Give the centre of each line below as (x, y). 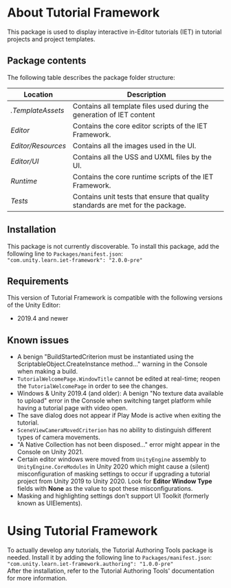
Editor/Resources (38, 145)
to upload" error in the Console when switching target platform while (114, 401)
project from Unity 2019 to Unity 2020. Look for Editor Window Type (114, 481)
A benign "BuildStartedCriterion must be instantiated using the (105, 357)
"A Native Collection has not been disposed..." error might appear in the (118, 445)
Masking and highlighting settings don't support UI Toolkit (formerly (113, 496)
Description (146, 94)
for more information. (37, 578)
